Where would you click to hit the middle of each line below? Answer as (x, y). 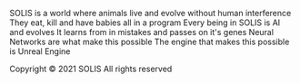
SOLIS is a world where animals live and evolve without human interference (150, 13)
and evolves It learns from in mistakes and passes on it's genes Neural (142, 32)
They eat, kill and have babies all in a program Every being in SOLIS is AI (145, 23)
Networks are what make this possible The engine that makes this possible (150, 41)
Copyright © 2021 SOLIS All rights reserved (91, 69)
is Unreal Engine (40, 51)
